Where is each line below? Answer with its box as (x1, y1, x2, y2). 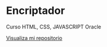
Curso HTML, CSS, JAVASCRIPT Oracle (6, 23, 101, 30)
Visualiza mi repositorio (6, 34, 63, 41)
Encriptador (6, 4, 65, 17)
